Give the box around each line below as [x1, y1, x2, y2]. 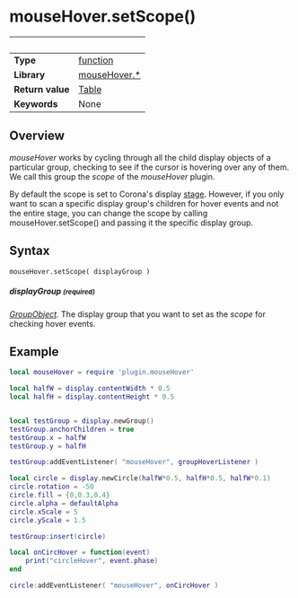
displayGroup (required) [9, 286, 96, 297]
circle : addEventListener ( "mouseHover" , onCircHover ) [9, 581, 219, 590]
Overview [9, 128, 66, 144]
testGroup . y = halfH [9, 442, 87, 451]
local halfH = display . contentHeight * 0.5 [9, 392, 175, 401]
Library [13, 68, 46, 81]
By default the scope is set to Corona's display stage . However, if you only [9, 189, 285, 199]
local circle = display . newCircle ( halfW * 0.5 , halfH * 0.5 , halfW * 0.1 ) [9, 474, 271, 483]
